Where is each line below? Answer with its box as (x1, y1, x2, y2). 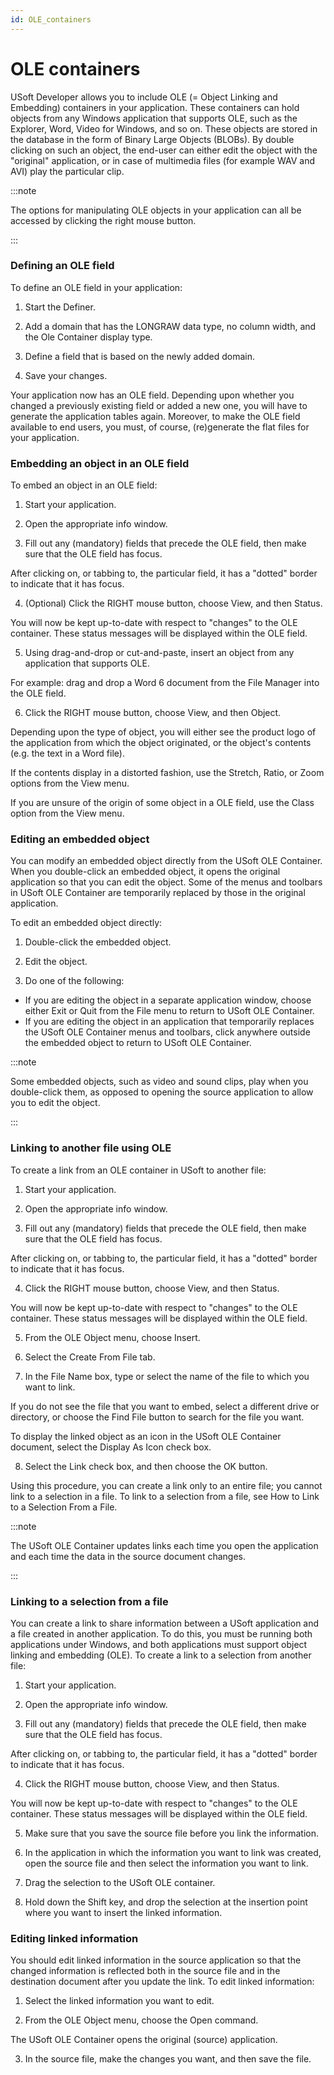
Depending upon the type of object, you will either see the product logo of (10, 726, 317, 738)
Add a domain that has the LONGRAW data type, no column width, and (24, 320, 317, 332)
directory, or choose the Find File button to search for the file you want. (10, 1411, 305, 1423)
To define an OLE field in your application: (10, 281, 183, 293)
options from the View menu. (10, 777, 130, 790)
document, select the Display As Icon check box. (10, 1441, 212, 1453)
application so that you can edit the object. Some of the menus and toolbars (10, 876, 323, 888)
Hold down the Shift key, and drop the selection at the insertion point (24, 1896, 308, 1908)
